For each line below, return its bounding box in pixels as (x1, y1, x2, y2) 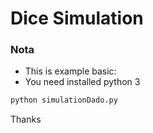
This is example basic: (24, 65, 117, 77)
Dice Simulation (10, 7, 144, 30)
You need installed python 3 (24, 76, 141, 88)
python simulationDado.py (10, 95, 118, 106)
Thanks (10, 113, 42, 126)
